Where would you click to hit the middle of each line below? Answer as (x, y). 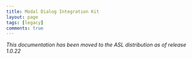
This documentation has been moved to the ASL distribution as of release (96, 45)
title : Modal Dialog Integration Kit (53, 12)
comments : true (25, 28)
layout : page (22, 17)
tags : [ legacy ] (25, 22)
